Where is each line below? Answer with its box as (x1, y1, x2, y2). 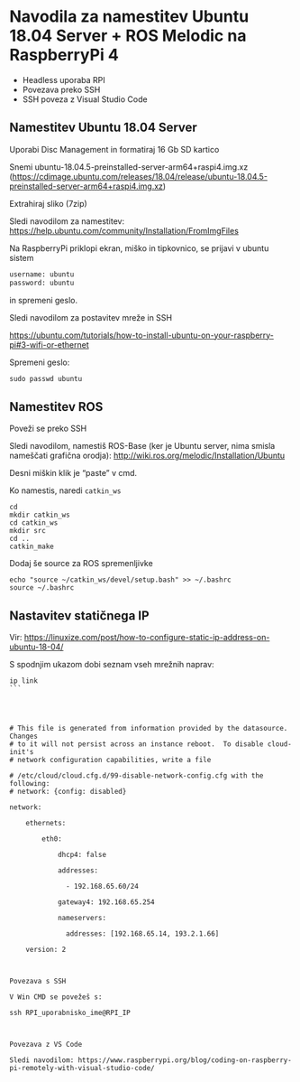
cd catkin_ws (9, 518, 59, 527)
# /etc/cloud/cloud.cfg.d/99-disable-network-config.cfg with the (9, 771, 264, 780)
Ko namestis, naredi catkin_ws (9, 485, 122, 496)
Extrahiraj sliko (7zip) (9, 198, 87, 209)
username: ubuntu (9, 269, 75, 279)
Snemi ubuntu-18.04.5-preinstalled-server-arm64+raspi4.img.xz (9, 161, 249, 173)
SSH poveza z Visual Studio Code (22, 93, 148, 105)
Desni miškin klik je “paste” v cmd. (9, 468, 138, 479)
